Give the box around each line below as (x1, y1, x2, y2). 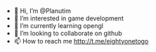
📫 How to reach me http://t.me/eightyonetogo (13, 37, 149, 45)
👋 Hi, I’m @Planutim (13, 7, 72, 15)
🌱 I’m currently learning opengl (13, 22, 104, 30)
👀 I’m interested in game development (13, 14, 124, 22)
